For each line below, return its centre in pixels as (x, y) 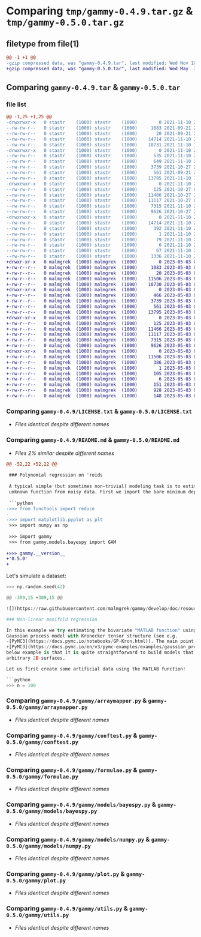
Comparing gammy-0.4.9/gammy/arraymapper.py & (77, 700)
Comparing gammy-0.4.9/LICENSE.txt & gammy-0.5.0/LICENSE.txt (99, 411)
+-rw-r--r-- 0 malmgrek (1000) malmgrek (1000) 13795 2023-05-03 (99, 312)
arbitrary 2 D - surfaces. (36, 658)
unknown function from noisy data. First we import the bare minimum (97, 492)
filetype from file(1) (43, 44)
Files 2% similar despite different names (65, 453)
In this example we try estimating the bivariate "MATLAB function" (93, 630)
